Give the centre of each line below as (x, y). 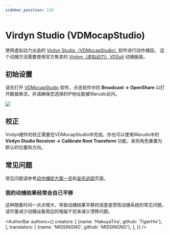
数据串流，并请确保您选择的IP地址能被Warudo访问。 (65, 94)
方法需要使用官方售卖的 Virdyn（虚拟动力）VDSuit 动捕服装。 (83, 56)
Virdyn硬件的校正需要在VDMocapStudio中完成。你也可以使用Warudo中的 (82, 135)
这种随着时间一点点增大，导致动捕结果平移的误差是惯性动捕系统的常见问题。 (86, 205)
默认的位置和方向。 (26, 147)
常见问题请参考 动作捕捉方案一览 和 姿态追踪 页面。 (57, 178)
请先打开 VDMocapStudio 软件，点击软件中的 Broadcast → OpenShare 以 (83, 88)
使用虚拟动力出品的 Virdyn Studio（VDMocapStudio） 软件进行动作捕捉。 (82, 50)
